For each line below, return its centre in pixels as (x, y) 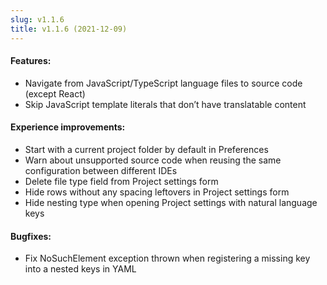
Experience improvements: (68, 127)
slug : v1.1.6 (37, 19)
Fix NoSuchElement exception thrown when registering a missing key (167, 258)
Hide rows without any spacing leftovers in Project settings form (157, 192)
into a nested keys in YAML (80, 269)
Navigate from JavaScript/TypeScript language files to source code (163, 83)
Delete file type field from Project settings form (121, 181)
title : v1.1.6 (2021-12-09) (69, 29)
